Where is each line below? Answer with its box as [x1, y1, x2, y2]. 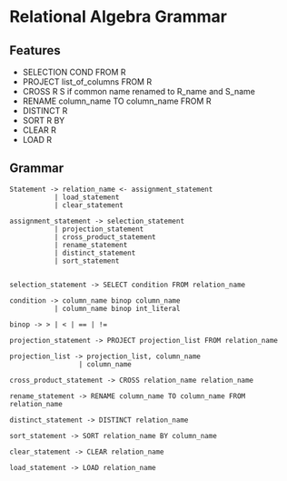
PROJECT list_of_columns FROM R [22, 76, 153, 87]
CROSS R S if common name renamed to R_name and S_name [22, 86, 256, 96]
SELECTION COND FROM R [22, 66, 126, 77]
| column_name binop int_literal [54, 304, 181, 313]
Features [9, 43, 61, 58]
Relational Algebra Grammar [9, 6, 227, 27]
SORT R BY [22, 115, 65, 125]
